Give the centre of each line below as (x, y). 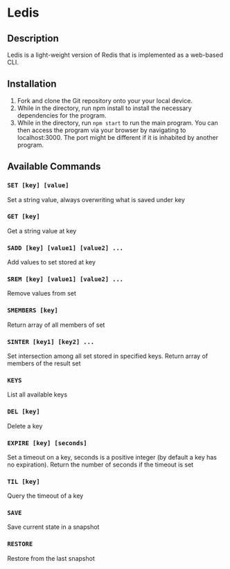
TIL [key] (24, 481)
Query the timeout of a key (45, 496)
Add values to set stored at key (51, 262)
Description (33, 38)
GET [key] (24, 217)
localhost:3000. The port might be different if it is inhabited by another (117, 137)
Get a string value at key (42, 231)
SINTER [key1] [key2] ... (51, 342)
